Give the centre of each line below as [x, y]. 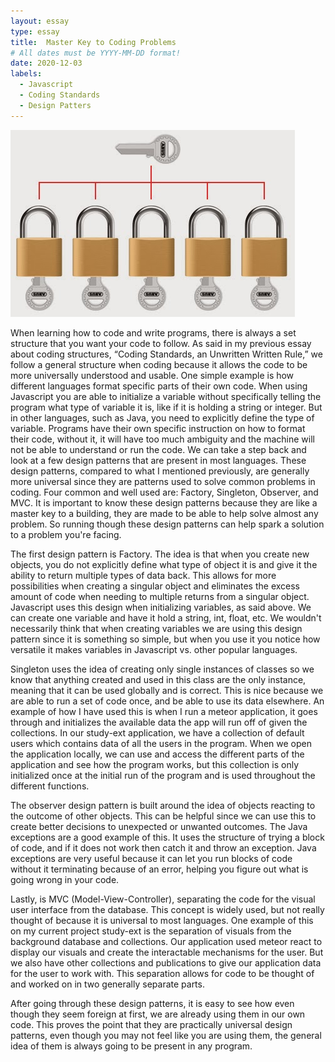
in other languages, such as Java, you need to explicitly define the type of [162, 417]
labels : [26, 74]
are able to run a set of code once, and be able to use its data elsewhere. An [167, 701]
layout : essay [40, 21]
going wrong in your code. [65, 879]
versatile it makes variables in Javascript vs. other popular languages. [154, 649]
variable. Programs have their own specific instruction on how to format [158, 428]
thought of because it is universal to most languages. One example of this [162, 920]
